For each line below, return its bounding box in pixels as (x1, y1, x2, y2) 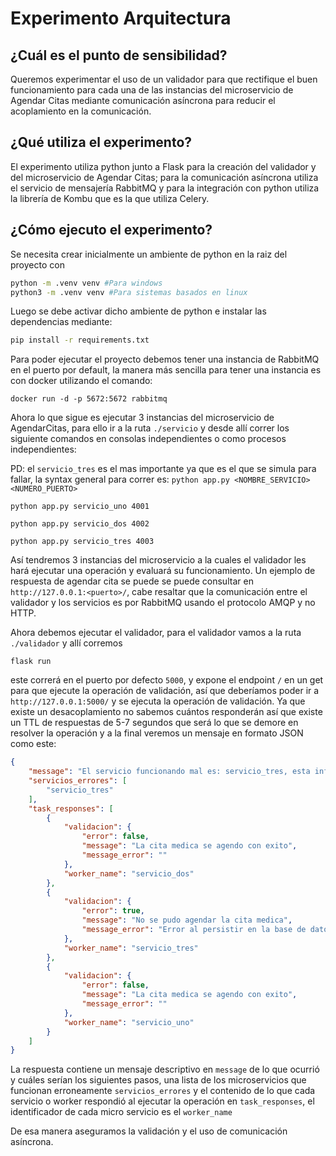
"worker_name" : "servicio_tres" (63, 943, 199, 953)
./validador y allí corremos (10, 637, 123, 649)
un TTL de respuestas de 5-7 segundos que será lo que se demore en (10, 717, 299, 729)
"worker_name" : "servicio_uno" (63, 1017, 195, 1027)
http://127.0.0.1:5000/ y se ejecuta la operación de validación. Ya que (10, 695, 306, 707)
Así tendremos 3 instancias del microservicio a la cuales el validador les (10, 554, 307, 566)
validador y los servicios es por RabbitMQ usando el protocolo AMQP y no (10, 597, 316, 609)
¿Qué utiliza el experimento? (10, 134, 193, 151)
